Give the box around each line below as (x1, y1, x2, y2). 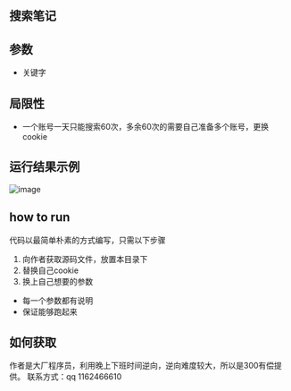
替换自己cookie (21, 265, 79, 276)
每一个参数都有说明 (21, 294, 94, 306)
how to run (9, 209, 71, 225)
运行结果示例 (9, 159, 80, 174)
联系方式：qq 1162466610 (26, 371, 122, 382)
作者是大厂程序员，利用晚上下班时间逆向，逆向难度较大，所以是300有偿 (9, 361, 275, 371)
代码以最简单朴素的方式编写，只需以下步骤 (9, 234, 166, 245)
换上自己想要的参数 (21, 276, 94, 286)
